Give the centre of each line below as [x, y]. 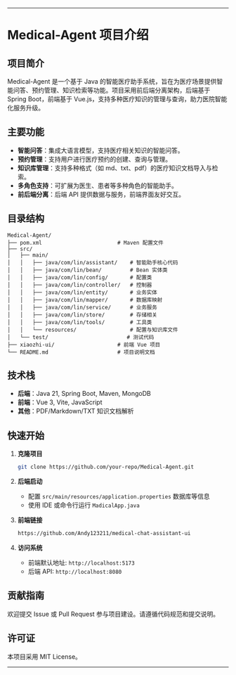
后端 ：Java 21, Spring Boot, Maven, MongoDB [84, 394]
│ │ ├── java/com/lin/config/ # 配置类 [80, 277]
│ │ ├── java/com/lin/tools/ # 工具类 [80, 322]
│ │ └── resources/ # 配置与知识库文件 [93, 330]
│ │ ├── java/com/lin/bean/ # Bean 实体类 [87, 270]
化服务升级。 [26, 108]
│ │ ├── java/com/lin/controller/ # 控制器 [80, 285]
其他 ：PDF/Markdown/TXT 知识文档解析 [76, 411]
